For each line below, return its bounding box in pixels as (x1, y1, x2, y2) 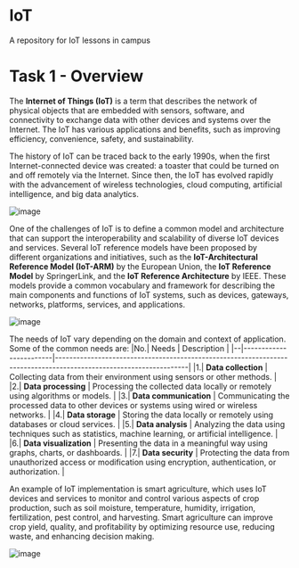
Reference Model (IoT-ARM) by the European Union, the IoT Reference (9, 260, 271, 272)
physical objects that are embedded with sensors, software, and (9, 104, 245, 116)
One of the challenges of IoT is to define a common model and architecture (9, 223, 285, 234)
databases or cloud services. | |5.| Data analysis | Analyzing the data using (9, 418, 286, 429)
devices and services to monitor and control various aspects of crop (9, 492, 260, 504)
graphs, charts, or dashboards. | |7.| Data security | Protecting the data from (9, 447, 290, 457)
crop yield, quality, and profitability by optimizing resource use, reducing (9, 521, 276, 531)
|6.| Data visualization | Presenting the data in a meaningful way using (9, 438, 269, 449)
